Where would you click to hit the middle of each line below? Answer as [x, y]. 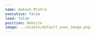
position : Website [24, 23]
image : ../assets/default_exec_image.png [48, 27]
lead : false [17, 18]
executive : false [23, 14]
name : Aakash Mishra [26, 9]
